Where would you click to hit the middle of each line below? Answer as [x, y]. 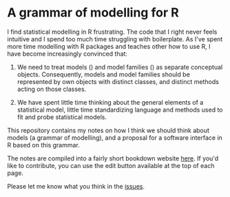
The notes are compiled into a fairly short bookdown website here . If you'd [113, 158]
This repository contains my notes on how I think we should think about [108, 130]
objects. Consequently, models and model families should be [104, 74]
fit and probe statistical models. [62, 117]
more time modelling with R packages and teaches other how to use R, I [109, 46]
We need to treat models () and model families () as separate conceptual [120, 67]
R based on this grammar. [44, 145]
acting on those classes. [52, 89]
